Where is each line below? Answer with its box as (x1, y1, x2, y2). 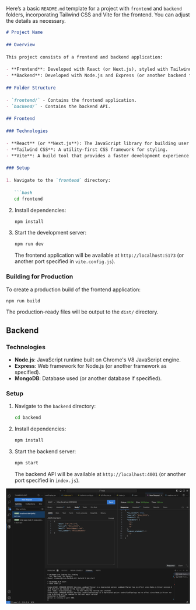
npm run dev (14, 241, 44, 247)
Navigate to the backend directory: (14, 403, 96, 410)
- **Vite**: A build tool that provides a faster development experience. (6, 153, 192, 158)
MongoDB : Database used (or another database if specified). (14, 375, 162, 382)
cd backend (14, 415, 41, 421)
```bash (13, 189, 33, 195)
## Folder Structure (6, 85, 57, 91)
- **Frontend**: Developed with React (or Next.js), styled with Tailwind (6, 67, 192, 73)
